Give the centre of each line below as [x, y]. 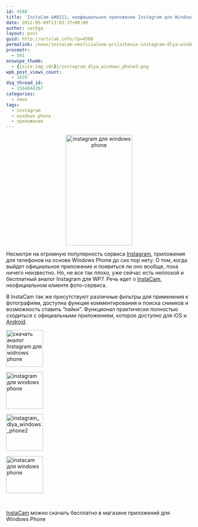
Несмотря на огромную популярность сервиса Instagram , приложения [96, 254]
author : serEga [25, 28]
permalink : [19, 45]
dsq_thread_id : [25, 83]
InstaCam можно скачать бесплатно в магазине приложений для [88, 513]
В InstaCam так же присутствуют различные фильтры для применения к [97, 297]
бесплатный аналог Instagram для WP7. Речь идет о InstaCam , [84, 279]
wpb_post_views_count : [34, 72]
